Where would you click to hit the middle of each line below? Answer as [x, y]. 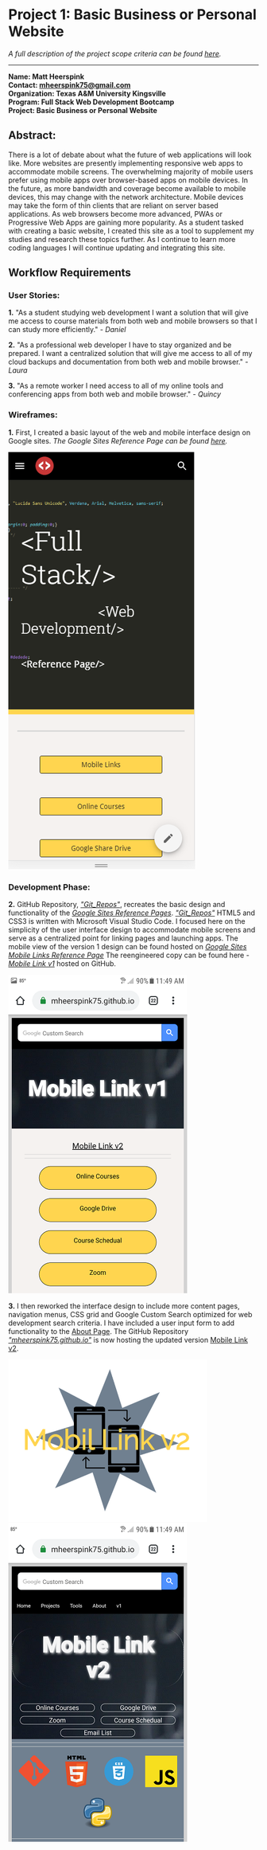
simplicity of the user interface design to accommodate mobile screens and [132, 930]
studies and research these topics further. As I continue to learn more [122, 239]
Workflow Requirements [70, 273]
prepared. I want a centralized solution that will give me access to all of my [130, 354]
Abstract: [32, 136]
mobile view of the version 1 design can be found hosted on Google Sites [128, 947]
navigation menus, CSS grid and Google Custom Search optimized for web [130, 1315]
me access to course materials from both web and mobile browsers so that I [133, 321]
